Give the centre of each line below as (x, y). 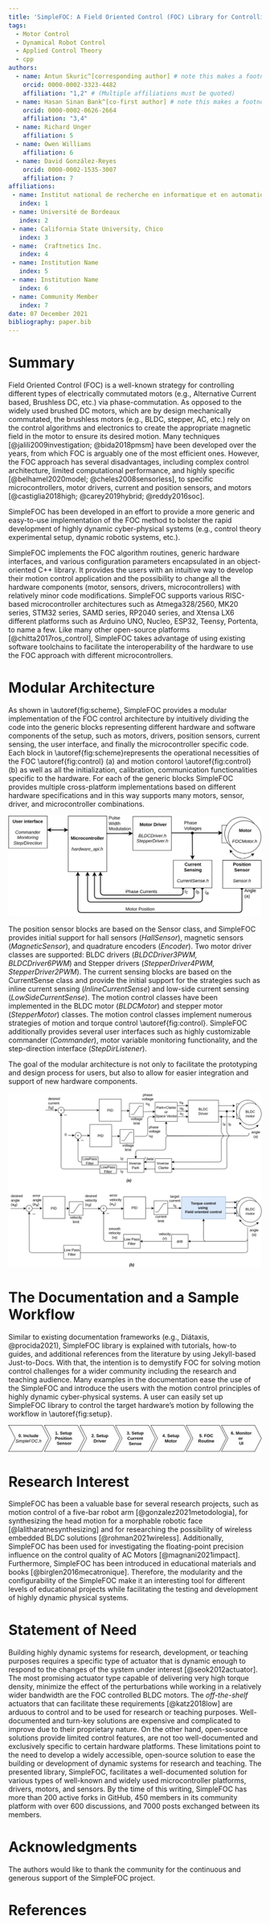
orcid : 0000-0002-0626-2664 (70, 110)
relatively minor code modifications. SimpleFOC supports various (116, 596)
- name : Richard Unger (53, 127)
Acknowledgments (73, 1847)
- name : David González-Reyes (66, 161)
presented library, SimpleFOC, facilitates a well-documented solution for (128, 1772)
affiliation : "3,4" (55, 119)
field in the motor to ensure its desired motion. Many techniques (114, 436)
